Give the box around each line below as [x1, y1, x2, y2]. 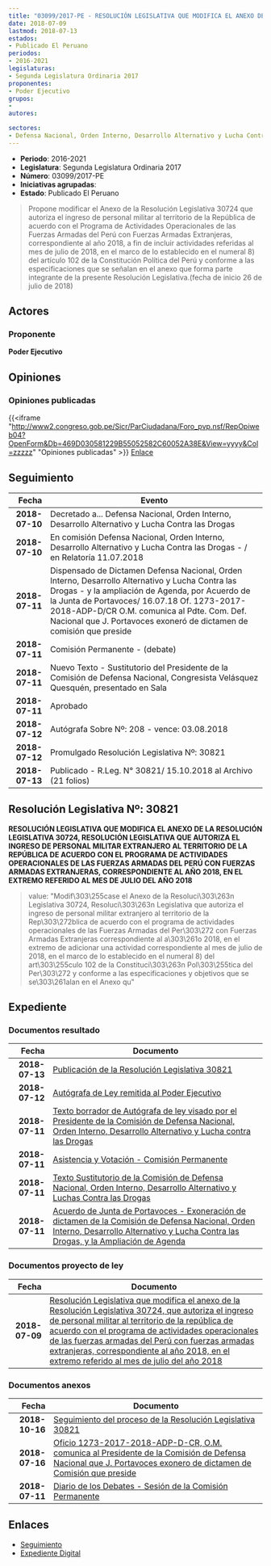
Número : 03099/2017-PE [19, 170, 105, 180]
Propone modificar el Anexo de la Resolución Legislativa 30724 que [27, 204, 253, 213]
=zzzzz [8, 448, 33, 457]
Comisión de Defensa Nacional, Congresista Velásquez [49, 671, 259, 683]
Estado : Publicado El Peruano [19, 187, 119, 198]
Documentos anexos [8, 1379, 91, 1391]
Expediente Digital [19, 1548, 81, 1558]
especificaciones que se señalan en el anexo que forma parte [27, 263, 234, 273]
